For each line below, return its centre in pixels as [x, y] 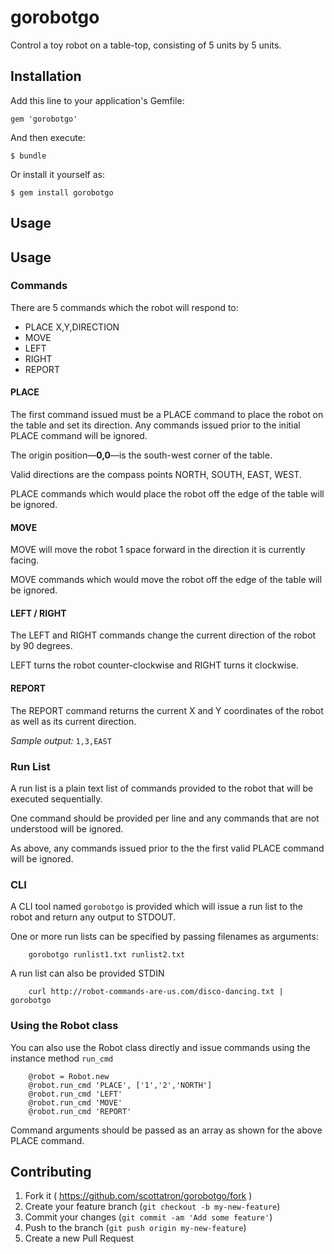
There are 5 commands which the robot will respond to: [124, 307]
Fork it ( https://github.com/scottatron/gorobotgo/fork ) [138, 1196]
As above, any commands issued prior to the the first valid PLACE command [167, 848]
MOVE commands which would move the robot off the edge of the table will [166, 580]
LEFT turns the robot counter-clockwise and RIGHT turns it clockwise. [154, 665]
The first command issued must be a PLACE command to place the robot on [167, 415]
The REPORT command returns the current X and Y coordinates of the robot [167, 710]
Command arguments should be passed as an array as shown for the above [166, 1130]
